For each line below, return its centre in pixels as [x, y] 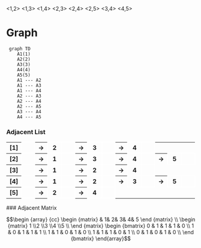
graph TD [20, 49]
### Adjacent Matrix [31, 208]
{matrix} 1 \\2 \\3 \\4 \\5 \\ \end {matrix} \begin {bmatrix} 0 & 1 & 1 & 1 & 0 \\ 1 [101, 226]
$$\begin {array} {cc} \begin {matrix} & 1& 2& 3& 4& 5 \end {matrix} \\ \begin [101, 220]
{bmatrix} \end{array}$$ [101, 238]
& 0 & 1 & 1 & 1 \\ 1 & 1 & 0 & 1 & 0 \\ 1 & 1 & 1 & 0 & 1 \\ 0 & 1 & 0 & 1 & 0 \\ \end [101, 232]
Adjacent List [26, 132]
